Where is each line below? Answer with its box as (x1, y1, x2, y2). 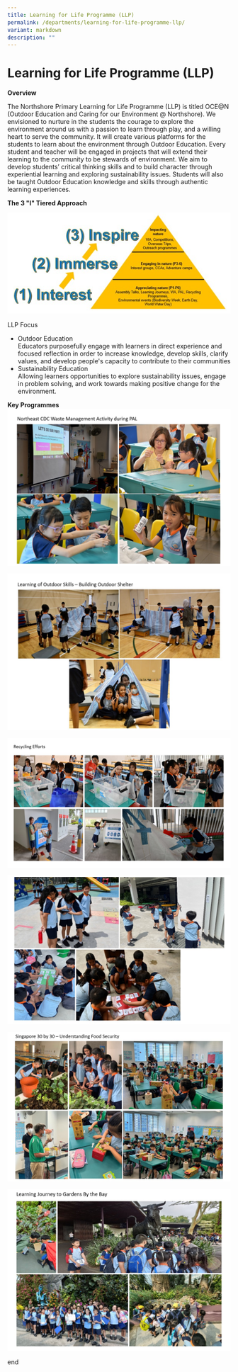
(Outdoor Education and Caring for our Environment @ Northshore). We (7, 110, 216, 118)
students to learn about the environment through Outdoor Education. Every (7, 140, 226, 149)
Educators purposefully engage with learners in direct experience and (17, 342, 222, 351)
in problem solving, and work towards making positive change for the (17, 380, 220, 388)
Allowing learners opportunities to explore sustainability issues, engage (17, 372, 227, 380)
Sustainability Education (17, 365, 89, 373)
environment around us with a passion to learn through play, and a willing (7, 125, 221, 134)
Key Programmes (7, 401, 59, 409)
